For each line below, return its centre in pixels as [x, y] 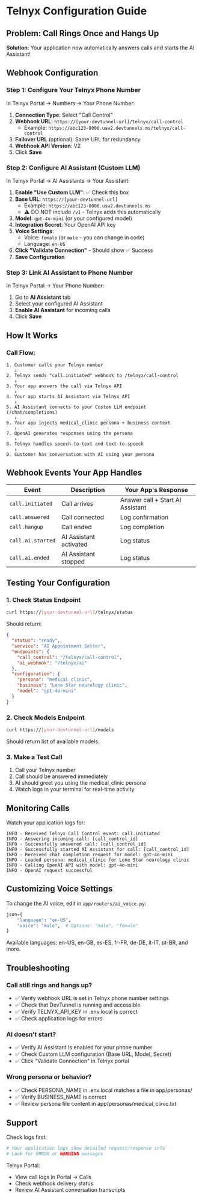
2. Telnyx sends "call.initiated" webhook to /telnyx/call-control [93, 375]
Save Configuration [40, 257]
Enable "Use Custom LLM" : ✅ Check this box [72, 192]
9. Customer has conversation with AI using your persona [80, 454]
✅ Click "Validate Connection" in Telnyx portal [72, 1061]
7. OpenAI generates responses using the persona [70, 433]
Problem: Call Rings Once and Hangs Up [83, 33]
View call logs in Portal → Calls [53, 1177]
